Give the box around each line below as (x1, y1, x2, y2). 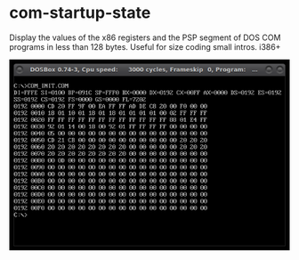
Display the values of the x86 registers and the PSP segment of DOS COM (9, 32, 281, 43)
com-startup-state (9, 3, 151, 23)
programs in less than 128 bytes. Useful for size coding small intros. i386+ (9, 41, 281, 52)
